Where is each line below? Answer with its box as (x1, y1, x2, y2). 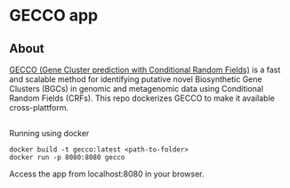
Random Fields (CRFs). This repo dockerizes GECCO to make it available (9, 93, 276, 103)
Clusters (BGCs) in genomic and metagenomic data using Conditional (9, 84, 264, 94)
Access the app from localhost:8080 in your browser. (9, 168, 205, 179)
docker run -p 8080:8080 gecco (9, 153, 125, 162)
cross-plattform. (9, 102, 69, 112)
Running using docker (9, 128, 90, 139)
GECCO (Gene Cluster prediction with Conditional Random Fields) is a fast (9, 64, 281, 75)
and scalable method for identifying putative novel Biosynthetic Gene (9, 74, 262, 85)
